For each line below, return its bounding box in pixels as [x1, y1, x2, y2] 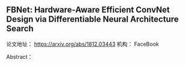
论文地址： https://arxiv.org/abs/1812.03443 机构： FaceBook [6, 40, 159, 48]
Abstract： [6, 53, 33, 60]
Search [6, 23, 34, 34]
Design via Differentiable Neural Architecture [6, 14, 179, 25]
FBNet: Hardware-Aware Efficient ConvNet [6, 5, 170, 15]
